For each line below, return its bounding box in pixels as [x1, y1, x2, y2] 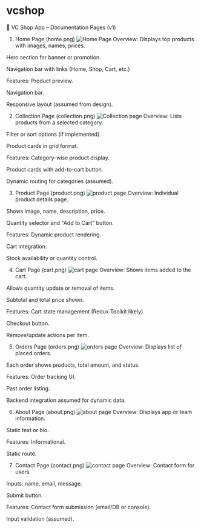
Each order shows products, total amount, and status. [6, 361, 140, 369]
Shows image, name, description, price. [6, 207, 105, 215]
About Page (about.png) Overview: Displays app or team [15, 408, 193, 415]
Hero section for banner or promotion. [6, 53, 101, 61]
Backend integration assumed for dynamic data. [6, 396, 126, 404]
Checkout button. [6, 319, 50, 327]
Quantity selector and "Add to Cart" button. [6, 219, 114, 226]
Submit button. [6, 492, 44, 499]
